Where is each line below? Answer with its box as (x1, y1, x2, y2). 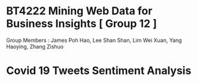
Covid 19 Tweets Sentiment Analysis (6, 64, 192, 78)
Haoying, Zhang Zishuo (6, 43, 64, 50)
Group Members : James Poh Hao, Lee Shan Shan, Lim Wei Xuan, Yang (6, 36, 182, 44)
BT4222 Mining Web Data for (6, 4, 153, 18)
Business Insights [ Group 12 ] (6, 17, 157, 30)
